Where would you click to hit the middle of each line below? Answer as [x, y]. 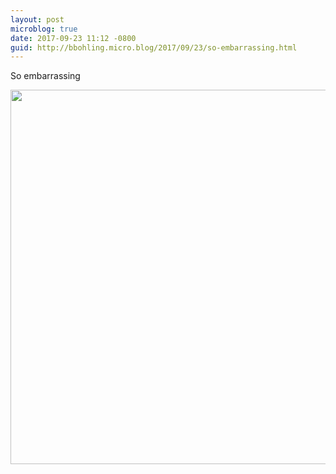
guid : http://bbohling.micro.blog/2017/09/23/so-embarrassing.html [154, 47]
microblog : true [44, 29]
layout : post [37, 19]
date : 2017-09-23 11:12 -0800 [73, 38]
